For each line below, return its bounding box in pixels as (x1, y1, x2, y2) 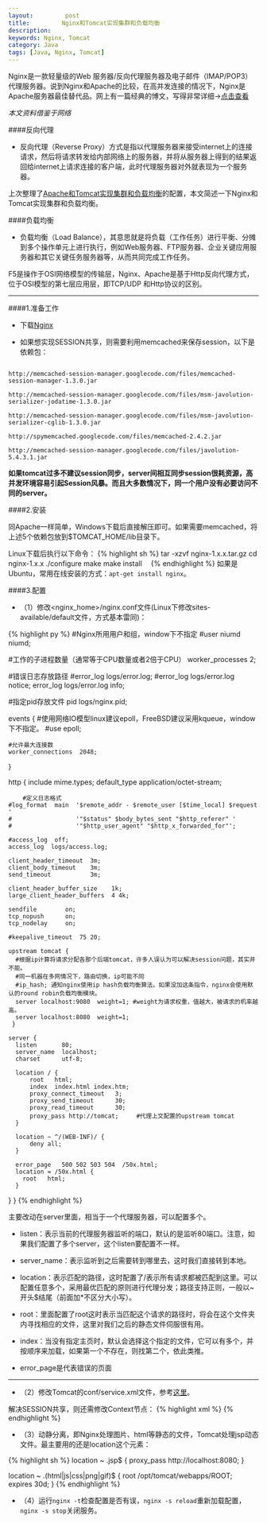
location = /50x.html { (15, 1168, 94, 1176)
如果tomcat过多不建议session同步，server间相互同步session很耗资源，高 (8, 468, 253, 478)
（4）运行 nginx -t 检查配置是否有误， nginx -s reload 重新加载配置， (19, 1496, 246, 1505)
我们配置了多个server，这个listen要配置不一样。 (26, 1239, 184, 1248)
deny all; (29, 1140, 62, 1148)
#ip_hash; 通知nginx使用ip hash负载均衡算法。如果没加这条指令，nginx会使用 (15, 981, 248, 989)
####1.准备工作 (8, 304, 60, 312)
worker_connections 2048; (8, 748, 98, 756)
